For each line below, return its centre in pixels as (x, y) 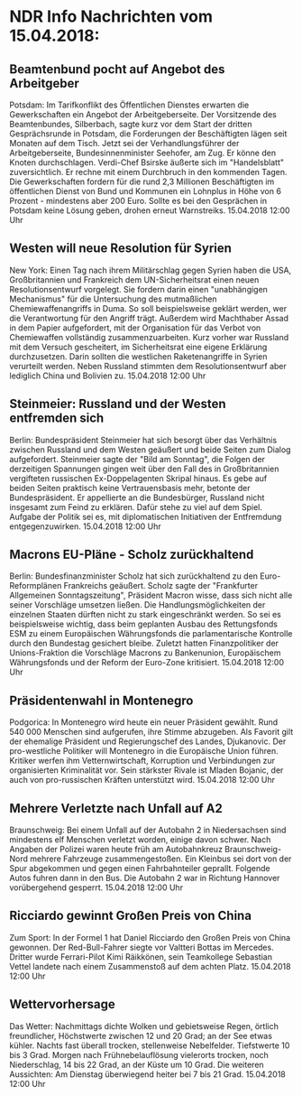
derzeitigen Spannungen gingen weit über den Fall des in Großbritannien (144, 469)
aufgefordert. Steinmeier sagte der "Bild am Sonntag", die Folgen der (137, 459)
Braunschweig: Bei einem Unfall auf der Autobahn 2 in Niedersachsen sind (148, 830)
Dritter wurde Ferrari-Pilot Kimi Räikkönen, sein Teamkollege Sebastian (141, 957)
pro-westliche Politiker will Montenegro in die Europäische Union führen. (144, 751)
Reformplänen (36, 586)
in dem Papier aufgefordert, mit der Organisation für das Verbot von (135, 328)
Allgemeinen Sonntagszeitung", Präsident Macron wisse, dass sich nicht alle (151, 595)
